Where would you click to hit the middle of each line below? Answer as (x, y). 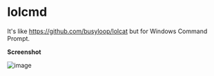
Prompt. (18, 38)
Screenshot (24, 52)
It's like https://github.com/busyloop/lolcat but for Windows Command (107, 31)
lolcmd (27, 12)
